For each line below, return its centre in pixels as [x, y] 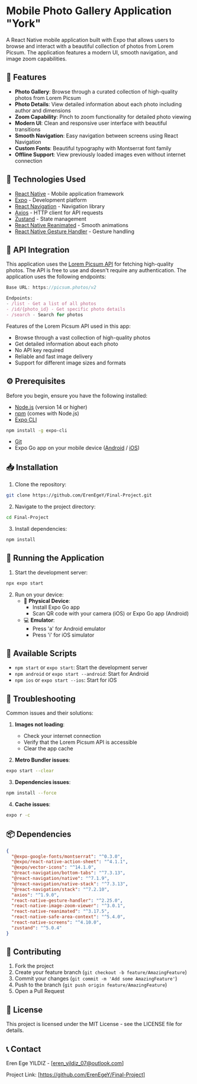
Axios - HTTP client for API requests [59, 212]
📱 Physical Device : [47, 601]
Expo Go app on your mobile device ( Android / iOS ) [77, 448]
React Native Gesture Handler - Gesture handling [75, 231]
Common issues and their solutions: [50, 713]
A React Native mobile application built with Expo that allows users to [90, 40]
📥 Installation [32, 467]
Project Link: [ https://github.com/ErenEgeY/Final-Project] [76, 1075]
